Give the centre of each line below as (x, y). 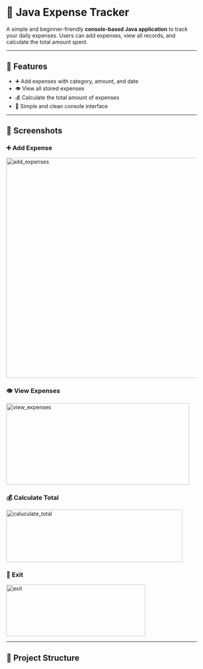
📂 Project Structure (43, 658)
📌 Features (27, 67)
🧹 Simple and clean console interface (61, 106)
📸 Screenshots (34, 131)
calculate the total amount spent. (47, 42)
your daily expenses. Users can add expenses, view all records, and (91, 35)
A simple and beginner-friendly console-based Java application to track (97, 29)
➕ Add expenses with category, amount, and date (77, 81)
